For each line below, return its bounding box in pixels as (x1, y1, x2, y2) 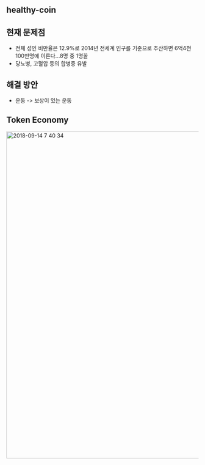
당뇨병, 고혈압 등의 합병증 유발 (15, 60, 87, 67)
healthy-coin (6, 5, 57, 15)
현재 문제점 (6, 27, 46, 37)
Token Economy (6, 115, 69, 125)
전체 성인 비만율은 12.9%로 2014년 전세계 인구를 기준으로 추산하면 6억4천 (15, 45, 192, 52)
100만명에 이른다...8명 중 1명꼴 (15, 52, 88, 60)
